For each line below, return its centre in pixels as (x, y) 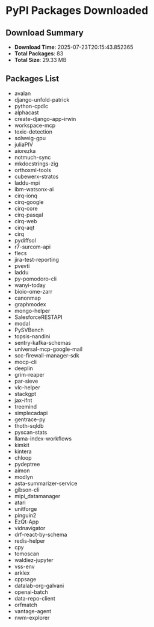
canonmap (28, 298)
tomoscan (27, 554)
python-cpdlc (31, 106)
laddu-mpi (27, 183)
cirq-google (29, 202)
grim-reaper (29, 374)
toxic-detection (33, 131)
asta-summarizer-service (46, 483)
